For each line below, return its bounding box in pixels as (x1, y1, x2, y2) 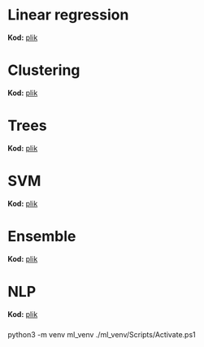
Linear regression (7, 6, 129, 24)
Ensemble (7, 227, 76, 245)
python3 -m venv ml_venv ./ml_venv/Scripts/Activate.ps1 (7, 330, 196, 339)
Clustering (7, 61, 80, 80)
